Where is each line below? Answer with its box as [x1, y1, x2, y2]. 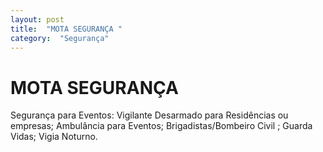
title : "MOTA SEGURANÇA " [10, 24, 123, 34]
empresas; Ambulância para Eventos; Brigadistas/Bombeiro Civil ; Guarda [10, 120, 313, 132]
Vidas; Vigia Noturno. [10, 131, 98, 143]
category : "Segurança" [10, 33, 110, 43]
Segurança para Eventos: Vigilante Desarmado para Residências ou [10, 109, 289, 121]
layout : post [10, 14, 65, 25]
